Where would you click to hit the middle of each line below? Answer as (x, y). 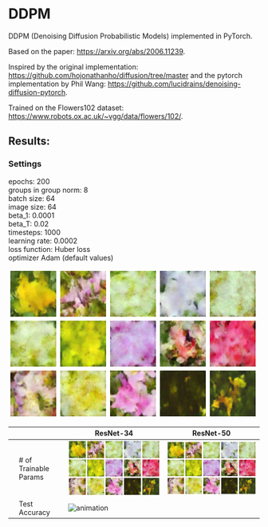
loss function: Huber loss (49, 249)
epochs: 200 (29, 181)
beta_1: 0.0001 (32, 215)
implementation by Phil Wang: (57, 84)
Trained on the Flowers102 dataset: (66, 108)
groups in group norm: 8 (48, 190)
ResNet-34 (114, 433)
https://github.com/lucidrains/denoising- (174, 84)
